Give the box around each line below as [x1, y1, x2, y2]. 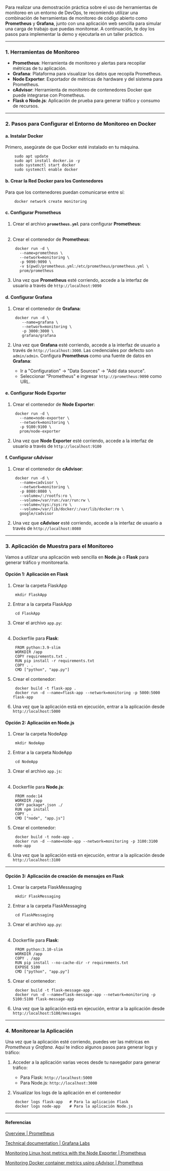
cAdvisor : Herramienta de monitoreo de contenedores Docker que [12, 87, 152, 93]
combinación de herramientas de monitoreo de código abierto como [5, 15, 148, 21]
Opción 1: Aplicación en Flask [5, 571, 68, 577]
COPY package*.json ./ [15, 802, 63, 807]
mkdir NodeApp [15, 741, 45, 746]
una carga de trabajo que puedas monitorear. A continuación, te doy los [5, 26, 155, 32]
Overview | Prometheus [5, 1131, 55, 1137]
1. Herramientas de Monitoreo [5, 48, 80, 55]
